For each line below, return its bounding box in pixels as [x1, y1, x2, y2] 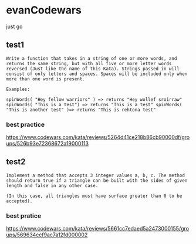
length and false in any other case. [6, 182, 99, 188]
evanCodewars [6, 4, 82, 17]
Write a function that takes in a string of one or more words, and [6, 55, 177, 62]
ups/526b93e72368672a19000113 [6, 140, 89, 147]
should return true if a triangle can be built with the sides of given [6, 177, 188, 184]
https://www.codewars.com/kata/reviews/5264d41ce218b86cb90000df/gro [6, 134, 190, 141]
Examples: [6, 86, 31, 92]
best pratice [6, 212, 42, 220]
